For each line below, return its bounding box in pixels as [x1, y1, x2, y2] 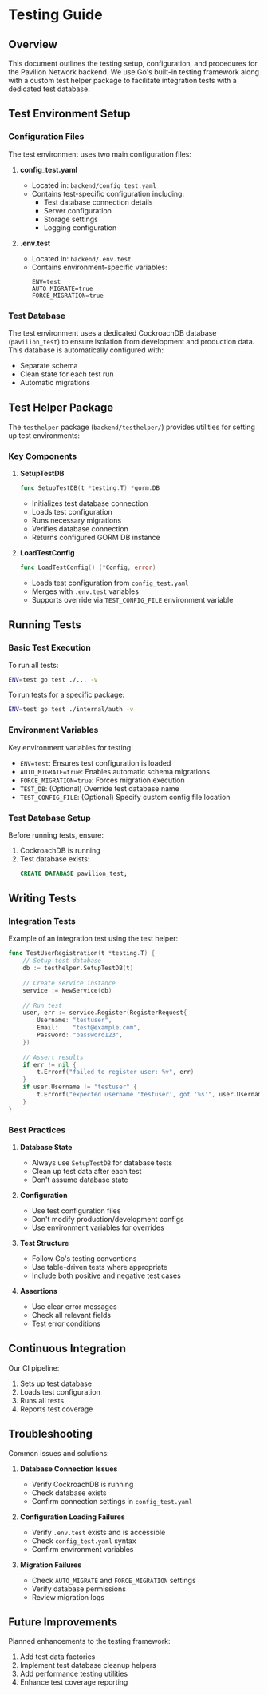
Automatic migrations [19, 377, 91, 387]
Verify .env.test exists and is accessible [31, 1527, 166, 1537]
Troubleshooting [8, 1427, 93, 1441]
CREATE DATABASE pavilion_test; [19, 869, 128, 877]
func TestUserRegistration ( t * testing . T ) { [8, 949, 156, 957]
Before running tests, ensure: [8, 830, 104, 840]
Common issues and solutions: [8, 1448, 109, 1458]
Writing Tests [8, 892, 77, 905]
